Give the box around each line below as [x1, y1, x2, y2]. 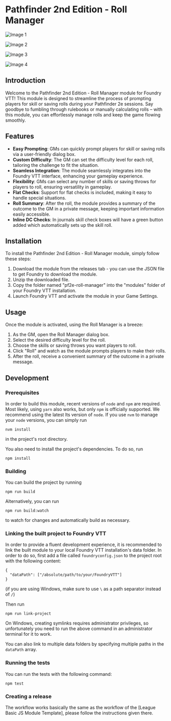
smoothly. [5, 117, 27, 123]
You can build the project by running [5, 479, 82, 485]
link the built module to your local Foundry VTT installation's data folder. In [5, 547, 162, 553]
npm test [5, 681, 24, 686]
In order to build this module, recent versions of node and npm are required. [5, 400, 161, 406]
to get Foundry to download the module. [12, 271, 97, 278]
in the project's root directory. [5, 436, 68, 442]
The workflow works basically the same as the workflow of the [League [5, 705, 156, 711]
